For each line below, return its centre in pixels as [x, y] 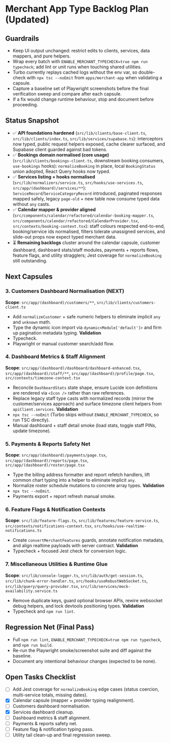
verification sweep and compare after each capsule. [67, 94]
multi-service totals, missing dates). [50, 695]
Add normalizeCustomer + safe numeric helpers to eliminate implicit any [87, 316]
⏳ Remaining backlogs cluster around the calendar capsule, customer [86, 243]
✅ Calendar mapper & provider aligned [54, 210]
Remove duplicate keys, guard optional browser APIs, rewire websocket [88, 600]
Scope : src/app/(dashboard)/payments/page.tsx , [56, 455]
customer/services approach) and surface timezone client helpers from [87, 404]
